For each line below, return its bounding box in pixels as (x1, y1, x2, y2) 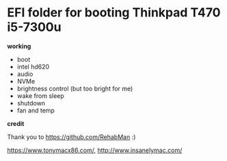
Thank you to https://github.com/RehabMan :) (7, 132, 136, 141)
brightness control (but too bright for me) (16, 84, 133, 92)
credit (7, 119, 25, 127)
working (7, 42, 31, 50)
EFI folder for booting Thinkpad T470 (7, 5, 221, 21)
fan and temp (16, 106, 55, 114)
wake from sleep (16, 91, 65, 100)
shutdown (16, 99, 46, 107)
